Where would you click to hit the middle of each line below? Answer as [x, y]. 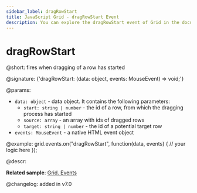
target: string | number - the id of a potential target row [93, 126]
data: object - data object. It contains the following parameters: [92, 101]
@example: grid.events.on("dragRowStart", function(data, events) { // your [96, 144]
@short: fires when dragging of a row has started [65, 67]
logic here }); [22, 150]
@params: [18, 90]
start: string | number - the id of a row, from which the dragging [103, 108]
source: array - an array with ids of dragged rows [84, 120]
